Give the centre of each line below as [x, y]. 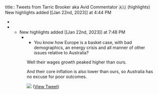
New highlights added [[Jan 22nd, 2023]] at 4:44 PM [58, 12]
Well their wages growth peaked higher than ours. [77, 62]
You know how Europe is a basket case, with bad [83, 42]
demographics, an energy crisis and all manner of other [89, 47]
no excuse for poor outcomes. [57, 77]
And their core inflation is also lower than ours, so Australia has [90, 71]
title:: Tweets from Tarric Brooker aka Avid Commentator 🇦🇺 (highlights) [78, 7]
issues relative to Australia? [61, 53]
